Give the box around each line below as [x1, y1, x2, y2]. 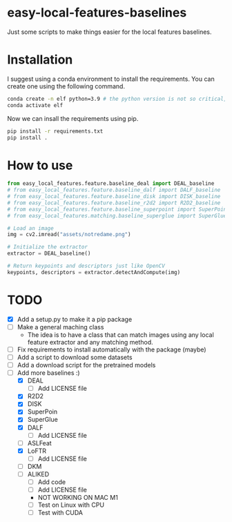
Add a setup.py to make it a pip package [17, 315, 133, 323]
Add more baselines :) [17, 369, 81, 377]
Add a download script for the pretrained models [17, 361, 156, 369]
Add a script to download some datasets [17, 353, 133, 361]
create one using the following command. [7, 81, 126, 90]
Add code [37, 478, 66, 486]
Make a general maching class [17, 322, 104, 331]
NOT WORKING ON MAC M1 [37, 494, 119, 502]
